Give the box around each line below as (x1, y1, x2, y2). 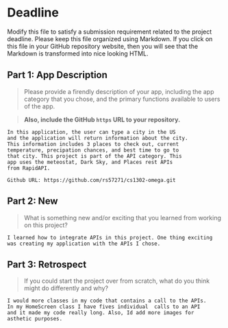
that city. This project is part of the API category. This (7, 152, 183, 159)
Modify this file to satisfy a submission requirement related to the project (7, 27, 212, 36)
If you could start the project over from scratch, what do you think (23, 277, 210, 285)
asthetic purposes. (7, 316, 63, 323)
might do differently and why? (23, 284, 108, 292)
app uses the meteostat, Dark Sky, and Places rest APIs (7, 159, 173, 165)
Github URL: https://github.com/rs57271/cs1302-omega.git (7, 176, 176, 183)
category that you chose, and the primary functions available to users (23, 95, 220, 103)
